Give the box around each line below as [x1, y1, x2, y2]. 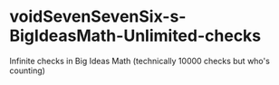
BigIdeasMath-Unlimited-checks [9, 25, 262, 46]
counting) [9, 65, 45, 76]
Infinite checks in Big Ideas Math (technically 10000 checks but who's [9, 55, 270, 66]
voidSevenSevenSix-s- [9, 6, 187, 27]
